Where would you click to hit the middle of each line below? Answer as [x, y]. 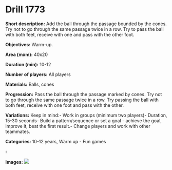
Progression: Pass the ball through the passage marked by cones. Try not [84, 94]
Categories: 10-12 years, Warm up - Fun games [56, 141]
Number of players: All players [38, 74]
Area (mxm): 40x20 [26, 54]
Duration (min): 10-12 [28, 64]
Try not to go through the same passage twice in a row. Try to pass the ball [84, 29]
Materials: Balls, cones [30, 84]
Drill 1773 [25, 10]
